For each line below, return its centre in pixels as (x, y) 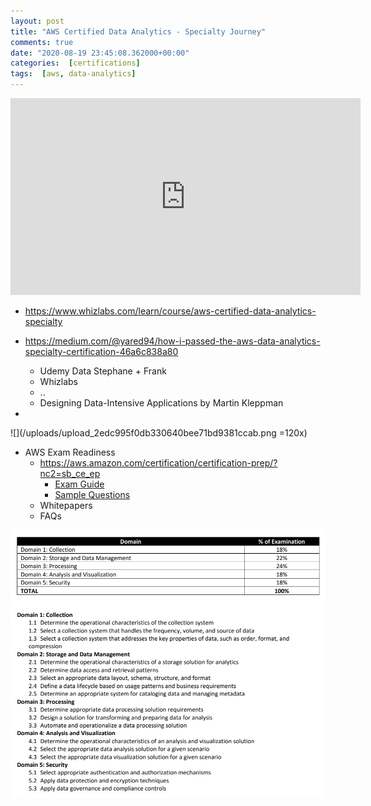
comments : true (42, 42)
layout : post (37, 21)
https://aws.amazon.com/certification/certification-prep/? (158, 463)
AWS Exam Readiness (70, 452)
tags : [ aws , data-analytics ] (73, 74)
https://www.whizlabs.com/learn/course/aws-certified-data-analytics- (170, 311)
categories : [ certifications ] (75, 63)
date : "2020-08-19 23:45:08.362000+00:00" (100, 53)
